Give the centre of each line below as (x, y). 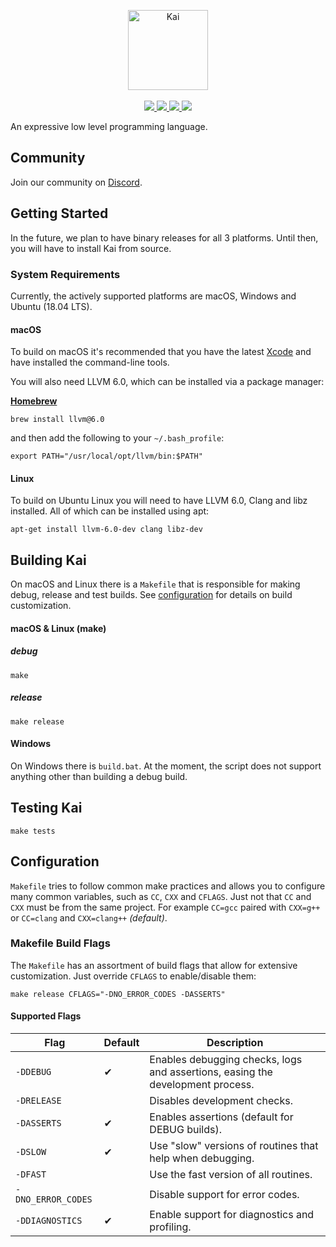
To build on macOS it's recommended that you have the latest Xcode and (161, 352)
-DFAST (31, 1174)
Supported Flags (46, 1016)
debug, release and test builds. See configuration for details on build (151, 595)
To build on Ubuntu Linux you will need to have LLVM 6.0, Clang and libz (159, 501)
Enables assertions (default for (221, 1117)
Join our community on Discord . (76, 182)
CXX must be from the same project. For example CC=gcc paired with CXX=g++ (165, 907)
